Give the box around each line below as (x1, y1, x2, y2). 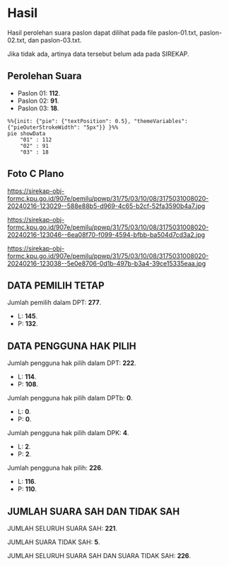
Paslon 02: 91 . (17, 96, 59, 105)
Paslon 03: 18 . (17, 104, 59, 112)
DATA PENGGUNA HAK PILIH (7, 340, 136, 352)
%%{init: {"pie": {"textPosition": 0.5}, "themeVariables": (7, 117, 189, 125)
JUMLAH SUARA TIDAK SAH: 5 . (7, 538, 100, 546)
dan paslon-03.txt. (28, 35, 82, 44)
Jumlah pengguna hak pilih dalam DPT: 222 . (7, 359, 136, 367)
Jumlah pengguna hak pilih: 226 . (7, 463, 104, 472)
